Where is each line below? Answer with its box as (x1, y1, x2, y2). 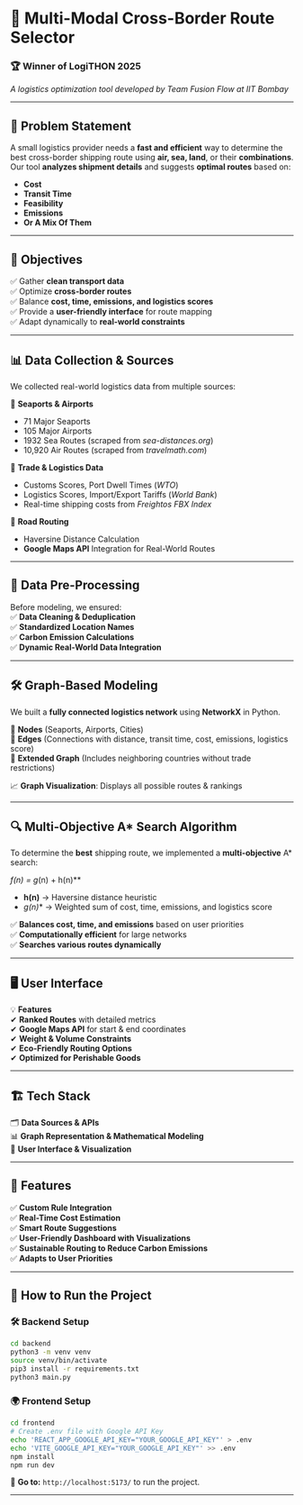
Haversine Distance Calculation (22, 534, 140, 544)
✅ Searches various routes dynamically (10, 939, 162, 950)
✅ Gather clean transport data (10, 276, 125, 287)
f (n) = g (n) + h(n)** (10, 874, 82, 886)
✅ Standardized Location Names (10, 621, 135, 632)
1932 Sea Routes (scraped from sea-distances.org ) (22, 434, 214, 445)
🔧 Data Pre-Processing (10, 578, 140, 593)
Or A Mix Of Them (22, 217, 93, 228)
